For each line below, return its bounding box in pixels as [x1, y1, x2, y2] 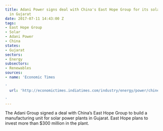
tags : [5, 20, 16, 26]
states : [5, 43, 21, 48]
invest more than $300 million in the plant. [5, 120, 89, 126]
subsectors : [5, 61, 29, 66]
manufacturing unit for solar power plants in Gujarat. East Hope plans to [5, 115, 148, 121]
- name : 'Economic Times [5, 75, 55, 80]
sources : [5, 70, 23, 75]
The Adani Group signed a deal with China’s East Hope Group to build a [5, 110, 147, 116]
